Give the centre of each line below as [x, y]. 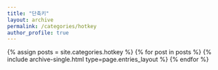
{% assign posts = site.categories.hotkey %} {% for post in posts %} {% [109, 52]
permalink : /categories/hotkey [52, 26]
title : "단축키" [28, 13]
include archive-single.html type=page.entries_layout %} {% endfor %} [108, 60]
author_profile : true [38, 33]
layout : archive [30, 20]
